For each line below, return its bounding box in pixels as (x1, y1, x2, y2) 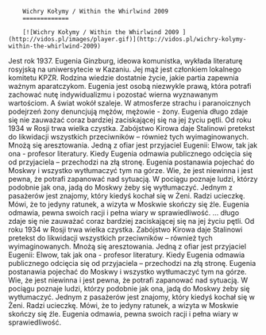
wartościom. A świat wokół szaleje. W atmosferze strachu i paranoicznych (8, 98, 252, 107)
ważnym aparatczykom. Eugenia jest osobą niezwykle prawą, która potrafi (8, 82, 252, 90)
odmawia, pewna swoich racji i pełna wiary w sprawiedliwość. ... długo (8, 208, 240, 218)
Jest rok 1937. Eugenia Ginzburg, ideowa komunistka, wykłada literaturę (8, 56, 243, 65)
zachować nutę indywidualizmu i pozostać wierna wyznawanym (8, 90, 218, 99)
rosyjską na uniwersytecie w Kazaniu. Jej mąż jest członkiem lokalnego (8, 64, 242, 74)
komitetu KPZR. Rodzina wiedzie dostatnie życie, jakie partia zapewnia (8, 73, 240, 83)
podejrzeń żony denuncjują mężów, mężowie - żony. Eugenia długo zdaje (8, 107, 249, 116)
